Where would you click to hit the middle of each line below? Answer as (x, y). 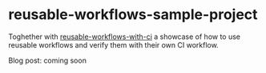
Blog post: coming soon (47, 60)
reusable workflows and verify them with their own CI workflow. (113, 44)
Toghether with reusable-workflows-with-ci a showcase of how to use (125, 36)
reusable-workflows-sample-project (133, 15)
